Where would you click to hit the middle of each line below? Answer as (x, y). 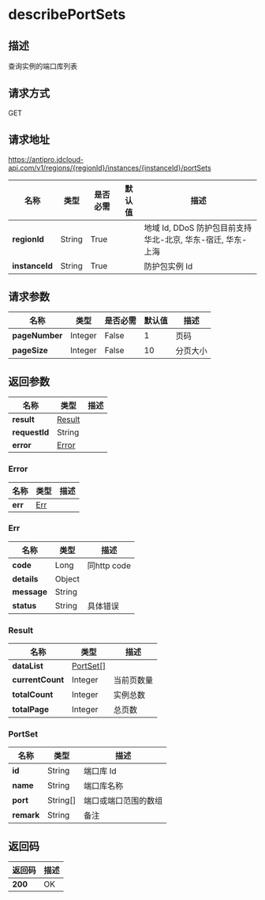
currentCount (38, 680)
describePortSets (67, 15)
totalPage (31, 710)
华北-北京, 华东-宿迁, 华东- (195, 239)
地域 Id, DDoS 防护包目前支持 (198, 228)
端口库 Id (100, 771)
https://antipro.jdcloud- (46, 159)
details (25, 578)
